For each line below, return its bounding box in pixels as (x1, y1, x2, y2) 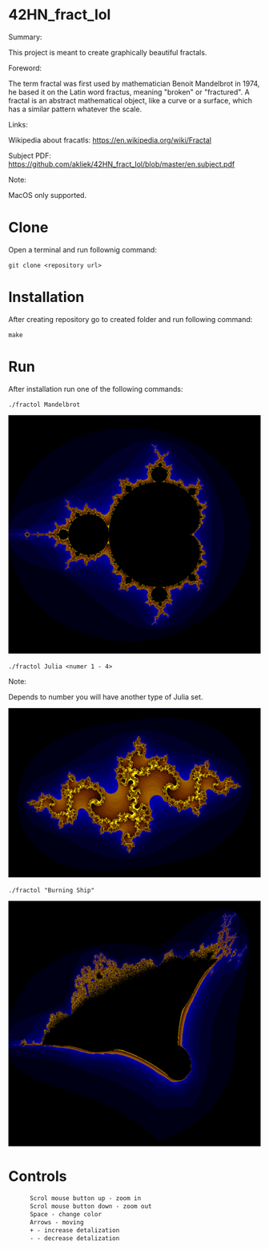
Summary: (8, 32, 42, 42)
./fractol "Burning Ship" (8, 887, 94, 895)
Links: (8, 119, 28, 129)
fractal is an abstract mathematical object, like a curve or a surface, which (8, 95, 253, 105)
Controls (8, 1167, 67, 1185)
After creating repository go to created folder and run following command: (8, 314, 253, 324)
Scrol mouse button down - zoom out (29, 1203, 152, 1211)
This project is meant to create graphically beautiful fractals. (8, 47, 207, 57)
